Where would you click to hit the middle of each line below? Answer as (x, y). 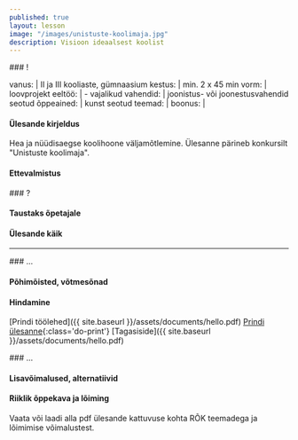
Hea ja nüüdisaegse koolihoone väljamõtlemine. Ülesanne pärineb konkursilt (149, 144)
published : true (39, 17)
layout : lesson (37, 26)
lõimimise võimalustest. (52, 428)
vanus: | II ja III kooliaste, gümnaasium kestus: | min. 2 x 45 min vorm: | (138, 84)
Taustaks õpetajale (45, 213)
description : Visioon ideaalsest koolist (87, 42)
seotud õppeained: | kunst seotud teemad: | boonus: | (107, 104)
